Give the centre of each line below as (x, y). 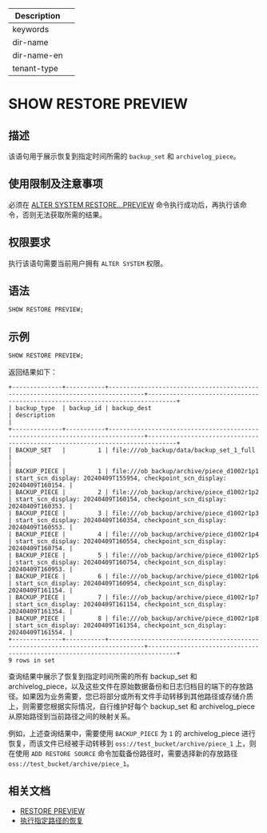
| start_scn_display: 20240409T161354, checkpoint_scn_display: (118, 626)
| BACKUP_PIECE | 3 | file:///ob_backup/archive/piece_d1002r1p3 (134, 513)
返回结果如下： (33, 372)
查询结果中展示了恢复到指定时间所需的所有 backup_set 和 (103, 676)
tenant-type (35, 68)
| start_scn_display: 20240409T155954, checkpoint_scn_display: (118, 478)
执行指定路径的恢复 (52, 820)
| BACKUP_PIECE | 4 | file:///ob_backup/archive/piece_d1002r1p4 (134, 534)
